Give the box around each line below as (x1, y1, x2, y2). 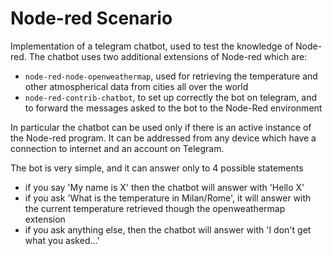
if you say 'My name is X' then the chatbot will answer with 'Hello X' (24, 181, 305, 193)
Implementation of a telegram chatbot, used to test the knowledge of (10, 40, 294, 52)
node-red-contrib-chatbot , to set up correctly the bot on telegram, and (24, 91, 317, 103)
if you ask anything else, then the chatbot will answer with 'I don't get (24, 223, 312, 236)
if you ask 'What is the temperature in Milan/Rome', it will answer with (24, 192, 312, 204)
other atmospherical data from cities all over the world (24, 80, 249, 92)
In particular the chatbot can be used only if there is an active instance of (10, 121, 312, 133)
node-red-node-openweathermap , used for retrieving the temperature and (24, 70, 318, 82)
